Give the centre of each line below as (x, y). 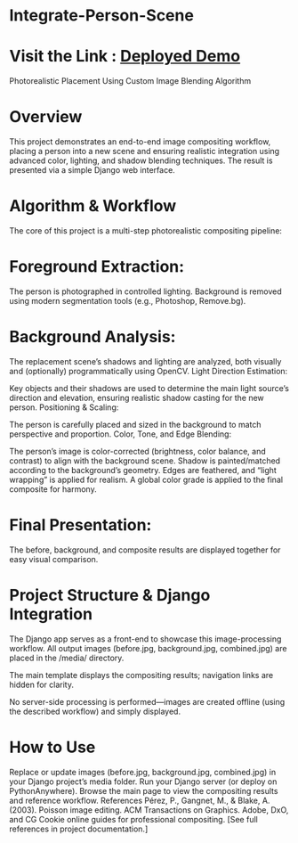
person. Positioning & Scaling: (64, 407)
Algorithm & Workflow (93, 206)
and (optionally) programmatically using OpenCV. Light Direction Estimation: (149, 371)
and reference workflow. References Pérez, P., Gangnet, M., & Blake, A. (140, 800)
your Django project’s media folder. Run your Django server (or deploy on (143, 782)
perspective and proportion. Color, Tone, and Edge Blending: (121, 434)
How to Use (52, 747)
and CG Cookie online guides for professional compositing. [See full (133, 819)
